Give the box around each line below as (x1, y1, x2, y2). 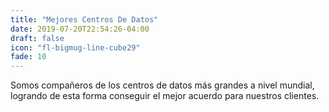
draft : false (10, 33, 65, 43)
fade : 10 (10, 52, 47, 62)
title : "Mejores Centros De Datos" (10, 14, 159, 25)
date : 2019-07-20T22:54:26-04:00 (10, 24, 150, 34)
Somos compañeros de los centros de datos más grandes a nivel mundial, (10, 79, 315, 91)
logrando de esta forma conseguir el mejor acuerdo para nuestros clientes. (10, 90, 320, 102)
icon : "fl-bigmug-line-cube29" (10, 42, 141, 53)
